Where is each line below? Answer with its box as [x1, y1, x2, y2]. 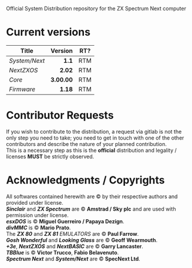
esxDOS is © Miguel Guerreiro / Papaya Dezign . [6, 218, 124, 225]
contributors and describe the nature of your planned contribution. [6, 140, 167, 147]
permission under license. [6, 211, 69, 219]
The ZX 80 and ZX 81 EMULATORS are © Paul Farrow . [6, 230, 139, 237]
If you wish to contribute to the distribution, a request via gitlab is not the [6, 128, 182, 135]
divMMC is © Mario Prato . [6, 224, 71, 231]
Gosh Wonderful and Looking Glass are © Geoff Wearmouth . [6, 236, 157, 243]
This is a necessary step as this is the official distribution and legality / [6, 147, 177, 154]
